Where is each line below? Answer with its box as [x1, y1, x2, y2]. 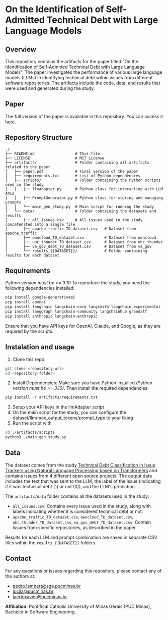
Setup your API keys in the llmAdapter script [12, 404, 104, 410]
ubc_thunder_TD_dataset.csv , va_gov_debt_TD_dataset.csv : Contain [12, 519, 151, 525]
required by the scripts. [5, 328, 54, 334]
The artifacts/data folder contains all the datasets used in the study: [5, 493, 149, 499]
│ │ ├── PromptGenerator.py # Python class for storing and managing [5, 195, 163, 200]
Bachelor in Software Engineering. [5, 608, 76, 614]
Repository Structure [5, 133, 73, 142]
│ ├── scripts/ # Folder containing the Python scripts [5, 178, 161, 183]
